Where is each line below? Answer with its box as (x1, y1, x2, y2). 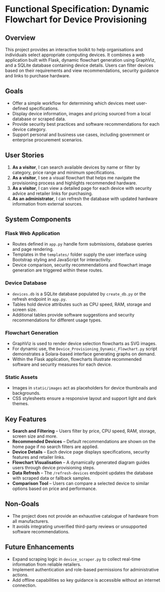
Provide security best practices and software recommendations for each (12, 121, 160, 127)
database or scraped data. (12, 116, 66, 122)
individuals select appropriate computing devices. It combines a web (5, 52, 145, 58)
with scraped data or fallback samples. (12, 475, 91, 481)
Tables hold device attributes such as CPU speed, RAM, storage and (12, 301, 151, 307)
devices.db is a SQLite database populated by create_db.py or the (12, 291, 146, 297)
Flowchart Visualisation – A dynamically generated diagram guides (12, 459, 150, 465)
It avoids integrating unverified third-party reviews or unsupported (12, 523, 147, 529)
